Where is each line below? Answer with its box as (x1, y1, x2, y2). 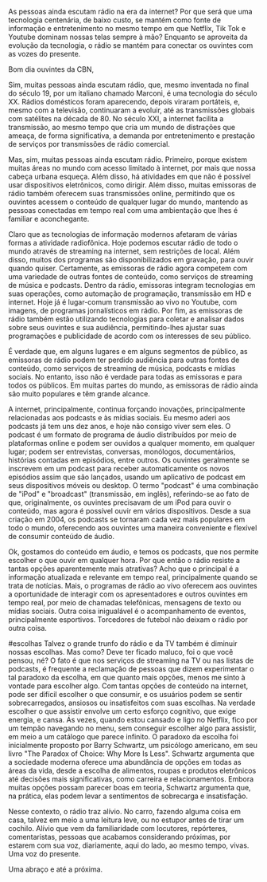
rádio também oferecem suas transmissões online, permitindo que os (8, 189, 236, 198)
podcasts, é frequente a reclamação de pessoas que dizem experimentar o (8, 664, 254, 673)
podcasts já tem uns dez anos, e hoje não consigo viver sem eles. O (8, 422, 231, 431)
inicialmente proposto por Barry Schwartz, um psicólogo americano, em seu (8, 741, 258, 750)
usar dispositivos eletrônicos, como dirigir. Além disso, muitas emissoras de (8, 180, 257, 190)
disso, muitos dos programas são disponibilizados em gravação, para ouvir (8, 255, 254, 264)
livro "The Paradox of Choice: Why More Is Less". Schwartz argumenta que (8, 749, 255, 758)
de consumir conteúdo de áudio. (8, 532, 115, 541)
